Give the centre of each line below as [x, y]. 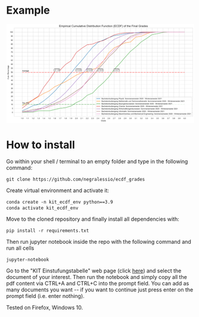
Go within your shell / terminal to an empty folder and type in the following [97, 162]
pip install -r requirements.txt [48, 231]
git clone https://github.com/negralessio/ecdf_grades [76, 180]
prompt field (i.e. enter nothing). [45, 296]
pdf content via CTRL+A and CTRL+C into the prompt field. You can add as [98, 284]
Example [28, 10]
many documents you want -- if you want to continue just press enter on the [100, 290]
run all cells [20, 248]
